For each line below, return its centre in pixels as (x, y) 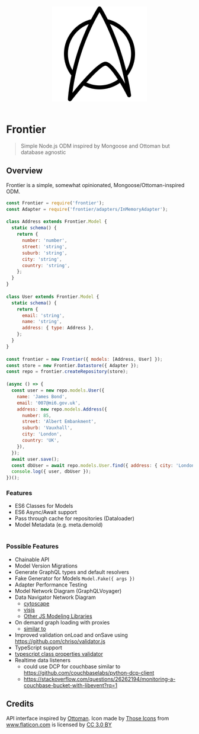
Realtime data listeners (43, 660)
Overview (25, 171)
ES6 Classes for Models (44, 506)
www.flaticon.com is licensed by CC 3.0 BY (59, 725)
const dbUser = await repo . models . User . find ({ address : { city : (92, 465)
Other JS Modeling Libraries (58, 616)
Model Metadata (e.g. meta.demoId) (59, 525)
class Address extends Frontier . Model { (57, 222)
